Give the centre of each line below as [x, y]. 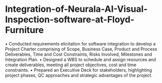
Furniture [24, 30]
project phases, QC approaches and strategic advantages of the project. [79, 75]
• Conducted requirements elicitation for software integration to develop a [81, 43]
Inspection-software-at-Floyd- [70, 20]
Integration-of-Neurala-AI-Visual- [77, 9]
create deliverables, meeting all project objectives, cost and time [71, 65]
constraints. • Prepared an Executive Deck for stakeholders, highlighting [79, 70]
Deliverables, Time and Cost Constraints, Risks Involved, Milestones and [79, 54]
